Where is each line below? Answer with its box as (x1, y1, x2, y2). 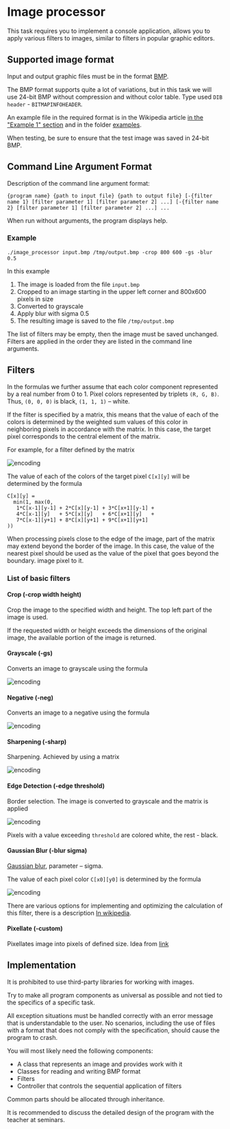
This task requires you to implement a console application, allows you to (7, 27, 211, 35)
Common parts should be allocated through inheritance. (7, 1095, 165, 1103)
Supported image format (7, 54, 114, 66)
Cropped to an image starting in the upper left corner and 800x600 (16, 287, 207, 295)
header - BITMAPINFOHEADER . (7, 100, 83, 108)
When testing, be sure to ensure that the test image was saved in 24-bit (7, 134, 209, 142)
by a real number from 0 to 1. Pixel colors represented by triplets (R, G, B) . (7, 390, 219, 398)
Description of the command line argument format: (7, 179, 151, 187)
